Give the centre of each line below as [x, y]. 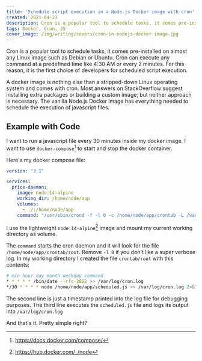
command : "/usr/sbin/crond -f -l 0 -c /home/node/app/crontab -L [101, 215]
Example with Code [43, 126]
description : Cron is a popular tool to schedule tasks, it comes [91, 23]
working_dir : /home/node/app [54, 199]
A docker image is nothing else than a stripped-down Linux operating [92, 82]
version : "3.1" [25, 171]
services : [19, 182]
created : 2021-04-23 [32, 17]
